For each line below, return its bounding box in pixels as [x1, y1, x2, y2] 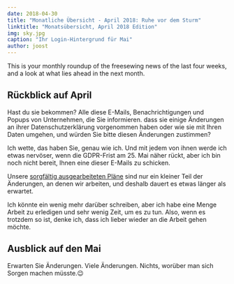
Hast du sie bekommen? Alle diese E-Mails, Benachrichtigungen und [7, 107, 205, 116]
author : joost [7, 43, 49, 50]
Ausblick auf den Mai [7, 243, 101, 255]
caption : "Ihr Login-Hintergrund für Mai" [7, 36, 133, 43]
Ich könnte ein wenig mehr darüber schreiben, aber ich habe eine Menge [7, 200, 217, 209]
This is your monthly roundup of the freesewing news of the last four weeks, [7, 62, 227, 70]
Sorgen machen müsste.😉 [7, 269, 84, 277]
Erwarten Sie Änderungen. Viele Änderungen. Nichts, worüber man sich [7, 261, 214, 269]
